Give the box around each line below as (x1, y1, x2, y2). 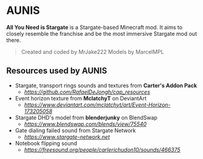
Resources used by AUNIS (6, 66, 107, 76)
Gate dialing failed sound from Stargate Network (15, 126, 136, 134)
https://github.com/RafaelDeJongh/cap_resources (24, 88, 150, 96)
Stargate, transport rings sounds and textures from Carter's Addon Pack (15, 82, 198, 89)
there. (6, 36, 21, 44)
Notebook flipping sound (15, 140, 78, 147)
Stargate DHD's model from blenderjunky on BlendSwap (15, 114, 158, 121)
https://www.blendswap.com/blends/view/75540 (24, 120, 147, 128)
